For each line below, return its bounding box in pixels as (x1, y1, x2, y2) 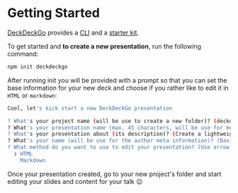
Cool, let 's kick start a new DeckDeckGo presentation (7, 105, 173, 112)
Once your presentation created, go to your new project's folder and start (7, 170, 222, 178)
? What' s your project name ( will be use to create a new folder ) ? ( (7, 117, 217, 124)
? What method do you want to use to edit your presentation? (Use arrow (7, 144, 230, 151)
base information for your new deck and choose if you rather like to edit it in (7, 83, 229, 92)
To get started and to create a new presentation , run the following (7, 42, 202, 50)
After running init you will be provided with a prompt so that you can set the (7, 76, 227, 84)
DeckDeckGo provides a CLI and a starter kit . (7, 28, 140, 37)
